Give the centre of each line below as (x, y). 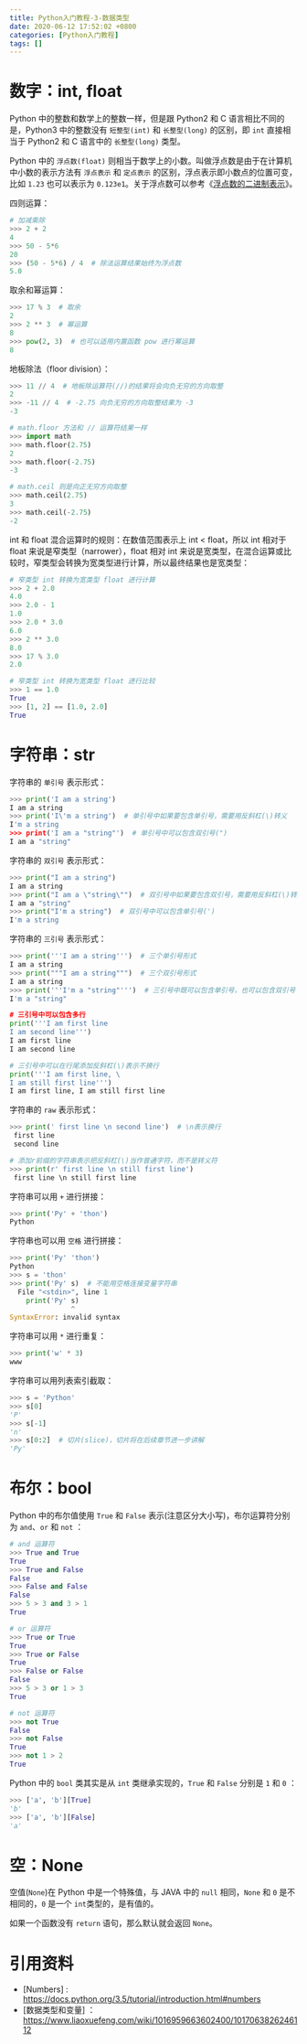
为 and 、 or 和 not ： (47, 1527)
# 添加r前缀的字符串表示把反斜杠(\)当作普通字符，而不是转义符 (114, 1161)
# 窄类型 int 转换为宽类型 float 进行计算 (82, 580)
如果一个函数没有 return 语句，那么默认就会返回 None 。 (113, 1923)
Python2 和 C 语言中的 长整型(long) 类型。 (106, 142)
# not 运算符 (32, 1713)
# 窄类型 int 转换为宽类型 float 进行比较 (82, 681)
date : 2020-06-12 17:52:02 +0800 (73, 27)
